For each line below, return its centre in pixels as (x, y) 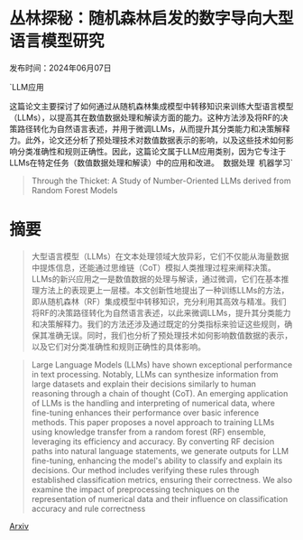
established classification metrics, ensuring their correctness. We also (162, 479)
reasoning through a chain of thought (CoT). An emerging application (160, 393)
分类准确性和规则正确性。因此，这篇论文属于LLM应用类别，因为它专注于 (151, 151)
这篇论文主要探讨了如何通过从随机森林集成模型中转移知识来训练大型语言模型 (151, 106)
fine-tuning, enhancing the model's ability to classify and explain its (157, 461)
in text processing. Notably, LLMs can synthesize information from (155, 374)
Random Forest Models (74, 190)
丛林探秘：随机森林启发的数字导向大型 (152, 19)
